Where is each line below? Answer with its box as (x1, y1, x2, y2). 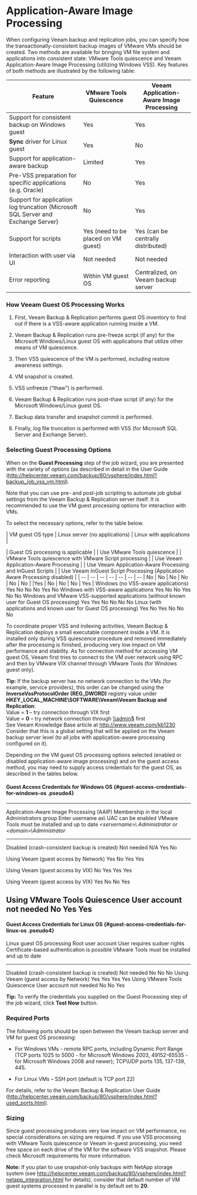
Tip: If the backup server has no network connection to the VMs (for (6, 677, 172, 684)
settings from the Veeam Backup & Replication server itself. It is (6, 496, 159, 503)
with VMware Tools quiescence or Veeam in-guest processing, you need (6, 1139, 182, 1147)
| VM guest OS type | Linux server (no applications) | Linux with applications (6, 531, 190, 538)
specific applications (9, 178, 66, 186)
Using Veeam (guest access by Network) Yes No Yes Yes (6, 855, 145, 862)
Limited (83, 158, 104, 166)
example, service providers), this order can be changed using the (6, 684, 164, 691)
